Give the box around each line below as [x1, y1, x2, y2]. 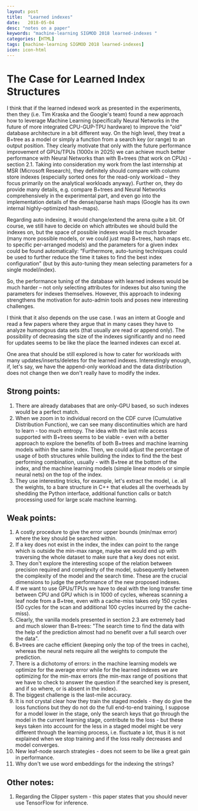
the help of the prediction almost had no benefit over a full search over [15, 629, 187, 636]
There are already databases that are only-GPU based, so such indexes [15, 402, 189, 409]
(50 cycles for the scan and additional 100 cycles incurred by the [15, 604, 173, 611]
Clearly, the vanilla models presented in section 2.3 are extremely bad [15, 617, 185, 624]
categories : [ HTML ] [6, 36, 55, 42]
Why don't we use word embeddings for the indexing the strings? [15, 760, 174, 767]
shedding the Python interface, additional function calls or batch [15, 490, 171, 497]
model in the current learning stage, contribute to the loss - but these [15, 717, 183, 724]
